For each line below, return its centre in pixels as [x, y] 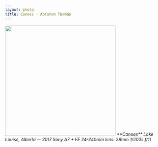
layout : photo [20, 10]
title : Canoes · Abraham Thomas [38, 14]
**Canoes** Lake [135, 134]
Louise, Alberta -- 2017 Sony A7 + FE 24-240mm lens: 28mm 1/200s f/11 [78, 139]
